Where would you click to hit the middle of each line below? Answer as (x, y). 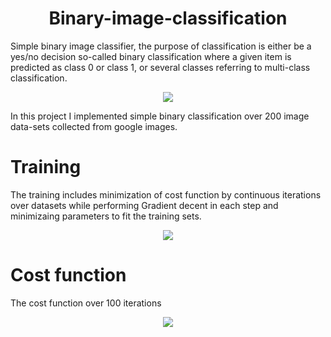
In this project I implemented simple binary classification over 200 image (160, 116)
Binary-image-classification (168, 18)
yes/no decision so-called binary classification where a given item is (151, 56)
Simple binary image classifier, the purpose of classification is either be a (161, 46)
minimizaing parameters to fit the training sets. (106, 216)
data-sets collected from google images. (94, 126)
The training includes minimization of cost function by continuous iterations (166, 194)
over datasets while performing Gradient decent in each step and (144, 205)
